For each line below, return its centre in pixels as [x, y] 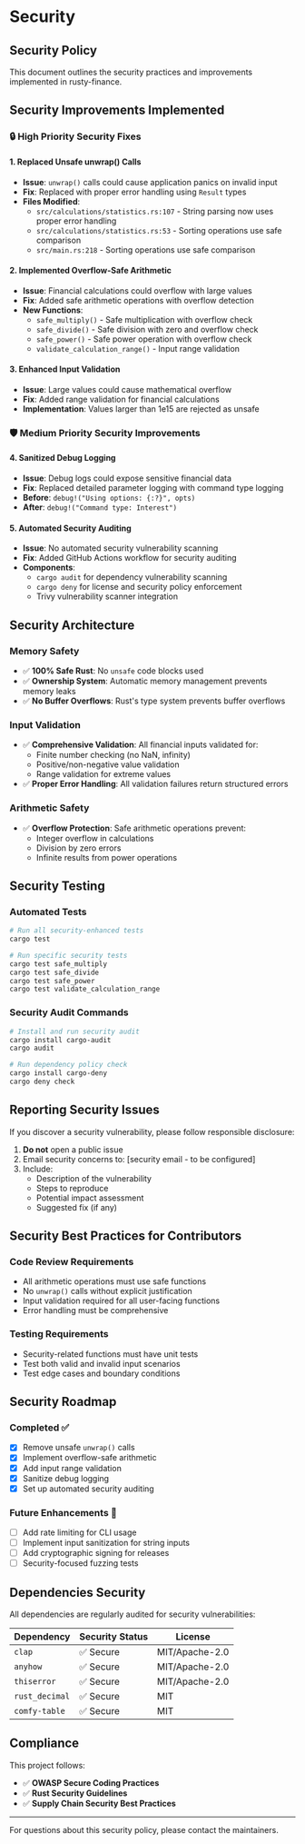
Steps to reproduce [72, 1188]
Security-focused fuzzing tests [80, 1563]
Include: [38, 1169]
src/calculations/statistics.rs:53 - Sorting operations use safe [159, 230]
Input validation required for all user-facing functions [121, 1301]
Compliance [44, 1744]
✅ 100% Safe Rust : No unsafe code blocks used [113, 671]
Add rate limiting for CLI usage [79, 1532]
